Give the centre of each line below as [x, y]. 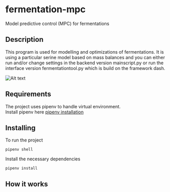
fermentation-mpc [46, 9]
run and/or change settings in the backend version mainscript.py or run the [84, 63]
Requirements [28, 94]
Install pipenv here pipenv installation [45, 112]
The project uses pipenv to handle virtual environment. [63, 106]
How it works [27, 184]
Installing [20, 128]
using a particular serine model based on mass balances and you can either [85, 57]
